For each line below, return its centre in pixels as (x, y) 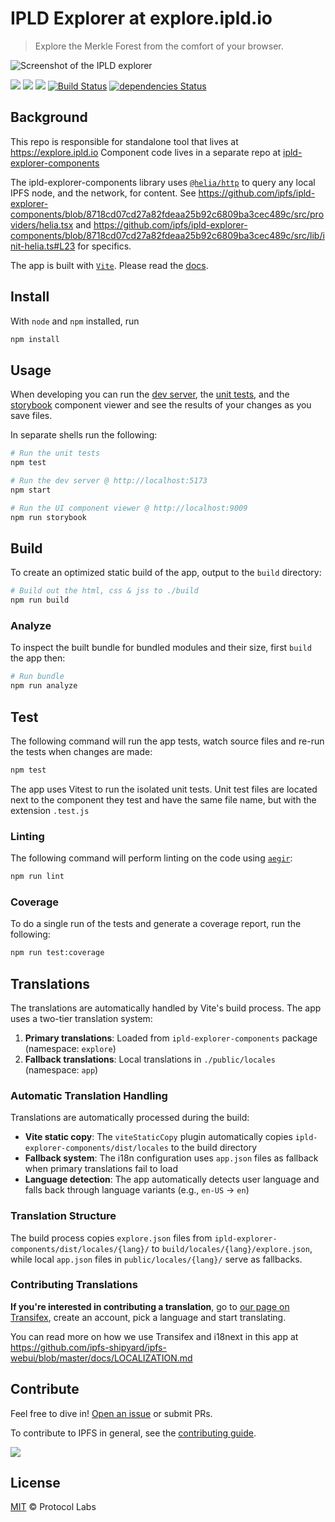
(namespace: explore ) (70, 1048)
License (35, 1483)
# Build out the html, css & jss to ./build (104, 591)
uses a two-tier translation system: (81, 1018)
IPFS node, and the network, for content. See (103, 193)
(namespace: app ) (61, 1069)
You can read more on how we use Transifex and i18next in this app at (154, 1336)
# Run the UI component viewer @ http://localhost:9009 (129, 508)
